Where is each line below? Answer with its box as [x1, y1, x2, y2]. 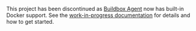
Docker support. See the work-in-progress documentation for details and [6, 12, 191, 19]
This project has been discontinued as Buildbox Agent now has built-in [6, 5, 184, 12]
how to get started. [6, 18, 54, 25]
